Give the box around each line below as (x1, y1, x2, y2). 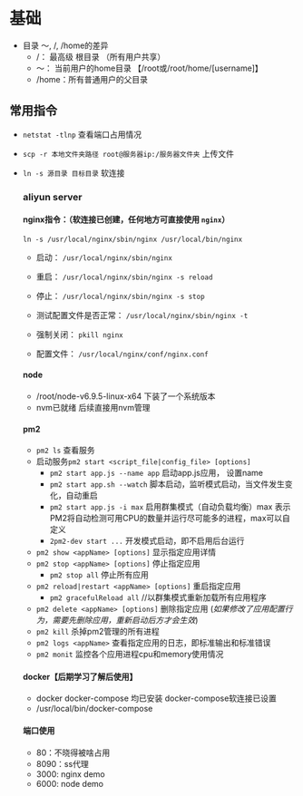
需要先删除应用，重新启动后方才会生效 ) (52, 615, 199, 626)
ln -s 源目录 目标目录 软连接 (22, 167, 125, 178)
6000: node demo (35, 778, 104, 789)
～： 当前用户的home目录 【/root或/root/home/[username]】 (35, 63, 263, 73)
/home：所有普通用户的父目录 (35, 73, 148, 84)
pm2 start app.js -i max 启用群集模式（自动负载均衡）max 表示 (49, 501, 291, 512)
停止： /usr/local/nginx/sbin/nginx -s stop (35, 290, 206, 301)
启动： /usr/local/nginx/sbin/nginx (35, 251, 172, 263)
